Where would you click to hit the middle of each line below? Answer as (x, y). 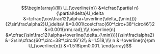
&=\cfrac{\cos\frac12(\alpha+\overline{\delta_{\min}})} (80, 19)
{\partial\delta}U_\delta (80, 13)
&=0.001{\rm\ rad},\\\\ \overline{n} (80, 30)
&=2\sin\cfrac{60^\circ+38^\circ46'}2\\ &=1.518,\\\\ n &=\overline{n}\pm (80, 40)
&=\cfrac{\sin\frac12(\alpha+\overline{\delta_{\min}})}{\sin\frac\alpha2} (80, 35)
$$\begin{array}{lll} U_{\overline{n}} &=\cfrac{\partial (77, 8)
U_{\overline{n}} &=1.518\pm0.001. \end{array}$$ (80, 46)
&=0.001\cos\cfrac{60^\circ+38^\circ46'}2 (110, 24)
